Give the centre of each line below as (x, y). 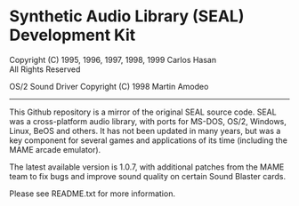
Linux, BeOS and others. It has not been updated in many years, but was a (145, 131)
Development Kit (73, 35)
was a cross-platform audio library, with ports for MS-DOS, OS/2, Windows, (148, 121)
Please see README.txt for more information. (93, 194)
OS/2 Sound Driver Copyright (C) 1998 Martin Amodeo (109, 86)
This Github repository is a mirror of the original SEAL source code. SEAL (143, 112)
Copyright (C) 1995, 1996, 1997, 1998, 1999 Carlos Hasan (113, 59)
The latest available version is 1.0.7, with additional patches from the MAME (147, 167)
